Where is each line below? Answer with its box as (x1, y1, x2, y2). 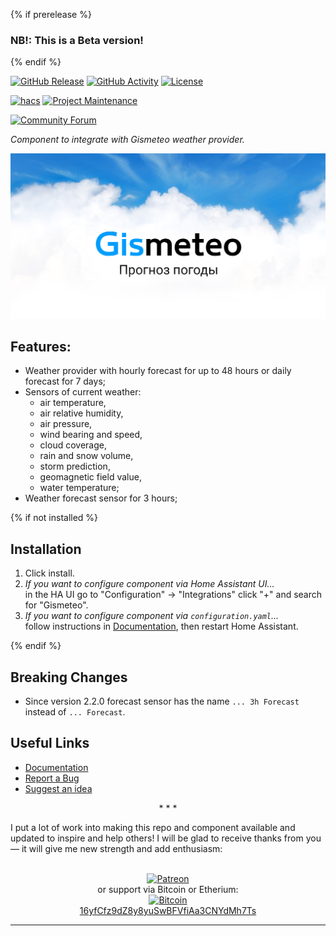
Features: (10, 338, 72, 355)
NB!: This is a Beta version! (10, 33, 144, 47)
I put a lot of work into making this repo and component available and (10, 821, 296, 833)
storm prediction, (39, 460, 111, 473)
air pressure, (39, 418, 93, 430)
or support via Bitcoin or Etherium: (97, 883, 239, 895)
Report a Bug (24, 772, 80, 784)
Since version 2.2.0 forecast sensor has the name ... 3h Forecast (24, 695, 300, 708)
